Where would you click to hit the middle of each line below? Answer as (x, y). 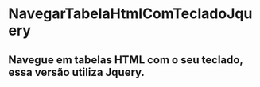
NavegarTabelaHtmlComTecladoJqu (130, 14)
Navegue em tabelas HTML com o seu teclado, (126, 60)
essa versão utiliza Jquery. (77, 72)
